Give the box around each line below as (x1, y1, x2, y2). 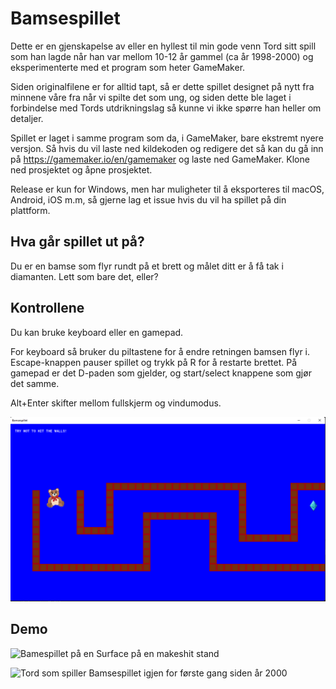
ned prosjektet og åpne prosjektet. (10, 163, 153, 176)
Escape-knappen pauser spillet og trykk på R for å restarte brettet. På (10, 356, 298, 368)
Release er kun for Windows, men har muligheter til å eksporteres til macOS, (10, 183, 325, 195)
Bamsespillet (10, 7, 121, 30)
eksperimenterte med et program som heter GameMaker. (10, 61, 246, 73)
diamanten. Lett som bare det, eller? (10, 270, 159, 282)
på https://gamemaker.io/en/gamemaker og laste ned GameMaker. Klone (10, 153, 310, 165)
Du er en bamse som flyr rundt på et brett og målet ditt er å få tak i (10, 260, 284, 272)
